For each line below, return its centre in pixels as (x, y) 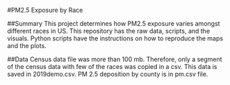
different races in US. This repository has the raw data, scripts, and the (109, 31)
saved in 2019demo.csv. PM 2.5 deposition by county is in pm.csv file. (108, 74)
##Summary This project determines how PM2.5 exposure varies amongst (114, 23)
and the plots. (27, 46)
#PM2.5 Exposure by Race (45, 10)
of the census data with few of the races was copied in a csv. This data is (112, 67)
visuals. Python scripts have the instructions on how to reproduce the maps (115, 38)
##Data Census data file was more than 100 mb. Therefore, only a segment (115, 59)
